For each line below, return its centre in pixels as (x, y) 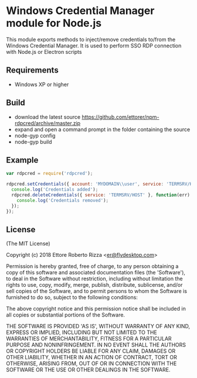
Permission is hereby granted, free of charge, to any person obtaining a (92, 266)
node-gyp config (35, 135)
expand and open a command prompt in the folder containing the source (102, 129)
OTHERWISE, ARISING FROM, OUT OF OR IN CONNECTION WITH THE (91, 363)
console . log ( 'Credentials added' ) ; (55, 190)
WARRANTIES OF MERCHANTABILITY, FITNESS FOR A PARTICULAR (89, 339)
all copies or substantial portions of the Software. (65, 315)
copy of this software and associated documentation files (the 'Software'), (96, 273)
